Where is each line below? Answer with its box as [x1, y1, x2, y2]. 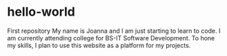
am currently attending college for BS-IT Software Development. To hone [7, 33, 215, 42]
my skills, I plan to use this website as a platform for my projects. [7, 41, 191, 49]
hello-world [7, 4, 76, 20]
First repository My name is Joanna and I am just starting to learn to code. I [7, 27, 221, 35]
